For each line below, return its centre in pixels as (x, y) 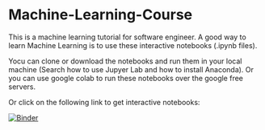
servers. (22, 87)
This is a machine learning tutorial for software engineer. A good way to (127, 37)
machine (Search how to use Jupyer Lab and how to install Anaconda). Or (131, 69)
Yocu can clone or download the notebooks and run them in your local (125, 61)
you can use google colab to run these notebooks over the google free (126, 78)
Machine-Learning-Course (101, 15)
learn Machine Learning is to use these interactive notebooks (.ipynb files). (133, 45)
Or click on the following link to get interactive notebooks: (104, 102)
